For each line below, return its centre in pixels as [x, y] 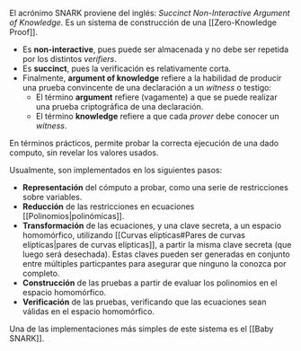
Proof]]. [24, 32]
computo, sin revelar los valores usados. [84, 153]
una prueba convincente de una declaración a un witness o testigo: [147, 88]
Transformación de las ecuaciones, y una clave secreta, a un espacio [151, 225]
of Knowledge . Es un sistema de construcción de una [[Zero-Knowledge [143, 22]
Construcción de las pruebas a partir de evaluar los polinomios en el [150, 283]
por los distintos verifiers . [69, 59]
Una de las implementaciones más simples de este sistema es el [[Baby [142, 329]
